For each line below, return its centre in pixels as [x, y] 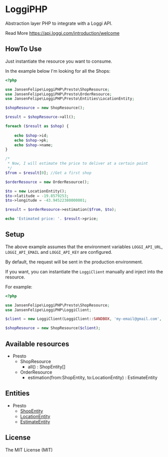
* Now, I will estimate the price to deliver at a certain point [78, 164]
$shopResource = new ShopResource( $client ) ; [53, 328]
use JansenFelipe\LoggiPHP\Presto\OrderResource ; [59, 94]
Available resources [37, 344]
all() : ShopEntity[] [47, 367]
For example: [19, 287]
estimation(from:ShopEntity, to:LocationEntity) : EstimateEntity [93, 377]
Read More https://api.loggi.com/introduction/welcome [62, 33]
